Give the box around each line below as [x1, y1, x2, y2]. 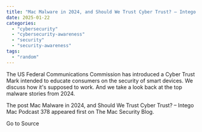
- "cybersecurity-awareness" [11, 31, 85, 38]
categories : [6, 20, 36, 26]
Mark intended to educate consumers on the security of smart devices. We [6, 77, 194, 84]
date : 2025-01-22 [6, 15, 50, 21]
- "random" [11, 54, 39, 60]
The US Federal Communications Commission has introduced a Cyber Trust [6, 70, 195, 78]
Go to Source [6, 119, 39, 127]
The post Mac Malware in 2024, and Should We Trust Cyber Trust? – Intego [6, 101, 194, 109]
